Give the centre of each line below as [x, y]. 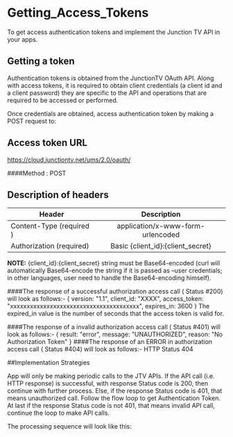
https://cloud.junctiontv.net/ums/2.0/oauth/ [69, 159]
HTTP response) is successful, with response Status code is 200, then [108, 384]
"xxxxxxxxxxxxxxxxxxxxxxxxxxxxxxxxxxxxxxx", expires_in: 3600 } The [109, 306]
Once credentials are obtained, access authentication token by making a [110, 113]
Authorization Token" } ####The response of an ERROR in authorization [110, 342]
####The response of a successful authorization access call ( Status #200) [115, 291]
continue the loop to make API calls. [58, 413]
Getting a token [41, 61]
